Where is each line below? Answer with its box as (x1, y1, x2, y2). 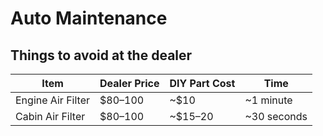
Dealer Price (99, 77, 160, 90)
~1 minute (244, 93, 293, 107)
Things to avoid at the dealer (10, 47, 193, 64)
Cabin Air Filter (15, 110, 86, 123)
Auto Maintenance (10, 7, 168, 30)
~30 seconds (244, 110, 308, 123)
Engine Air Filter (15, 93, 91, 107)
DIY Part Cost (169, 77, 236, 90)
